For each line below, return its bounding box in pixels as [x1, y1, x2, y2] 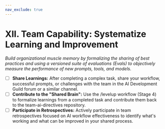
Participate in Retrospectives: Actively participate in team [12, 107, 132, 113]
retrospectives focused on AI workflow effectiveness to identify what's [12, 113, 156, 119]
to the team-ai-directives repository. [12, 102, 86, 108]
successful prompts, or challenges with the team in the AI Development [12, 81, 158, 87]
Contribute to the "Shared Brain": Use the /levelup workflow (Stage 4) [12, 91, 157, 97]
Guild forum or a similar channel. [12, 86, 79, 92]
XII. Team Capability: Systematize [5, 28, 147, 39]
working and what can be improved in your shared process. [12, 118, 133, 124]
